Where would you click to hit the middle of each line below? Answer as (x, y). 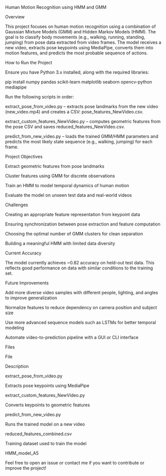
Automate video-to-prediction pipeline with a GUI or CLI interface (72, 337)
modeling (15, 328)
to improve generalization (31, 298)
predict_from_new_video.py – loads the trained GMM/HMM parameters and (82, 136)
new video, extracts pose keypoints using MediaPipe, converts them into (79, 48)
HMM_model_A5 (22, 453)
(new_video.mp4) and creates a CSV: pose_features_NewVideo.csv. (74, 112)
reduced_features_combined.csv (38, 434)
